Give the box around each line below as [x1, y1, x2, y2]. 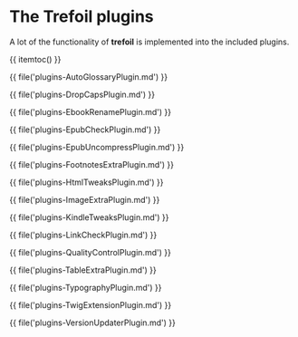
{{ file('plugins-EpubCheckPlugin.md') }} [9, 124, 161, 135]
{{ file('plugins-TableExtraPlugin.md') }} [9, 265, 157, 275]
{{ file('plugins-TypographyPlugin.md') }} [9, 282, 162, 293]
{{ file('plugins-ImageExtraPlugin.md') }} [9, 194, 160, 205]
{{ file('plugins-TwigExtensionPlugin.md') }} [9, 299, 172, 310]
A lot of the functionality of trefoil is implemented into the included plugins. [9, 36, 290, 47]
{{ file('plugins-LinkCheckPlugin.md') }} [9, 229, 158, 240]
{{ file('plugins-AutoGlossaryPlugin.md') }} [9, 71, 168, 82]
